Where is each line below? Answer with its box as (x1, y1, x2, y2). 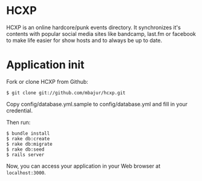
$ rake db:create (6, 135, 50, 142)
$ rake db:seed (6, 146, 45, 152)
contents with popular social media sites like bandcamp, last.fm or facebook (6, 30, 197, 37)
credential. (6, 107, 33, 114)
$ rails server (6, 151, 45, 158)
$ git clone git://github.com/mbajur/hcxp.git (6, 89, 126, 96)
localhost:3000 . (6, 168, 47, 176)
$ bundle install (6, 130, 50, 137)
